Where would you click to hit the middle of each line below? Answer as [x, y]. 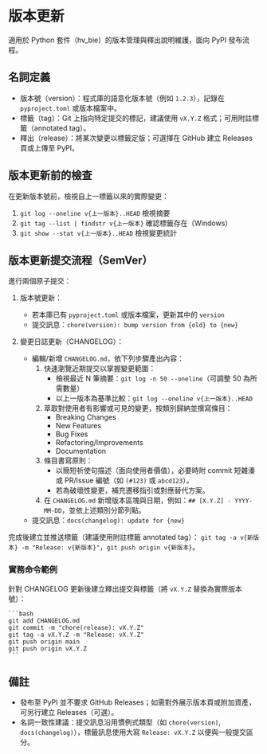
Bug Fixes [72, 434]
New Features [79, 426]
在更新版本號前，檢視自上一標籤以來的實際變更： [88, 196]
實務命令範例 [33, 570]
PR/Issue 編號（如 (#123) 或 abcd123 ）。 [129, 481]
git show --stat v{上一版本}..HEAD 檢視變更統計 [98, 232]
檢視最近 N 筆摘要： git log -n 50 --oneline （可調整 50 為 [153, 378]
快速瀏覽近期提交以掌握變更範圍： [100, 369]
